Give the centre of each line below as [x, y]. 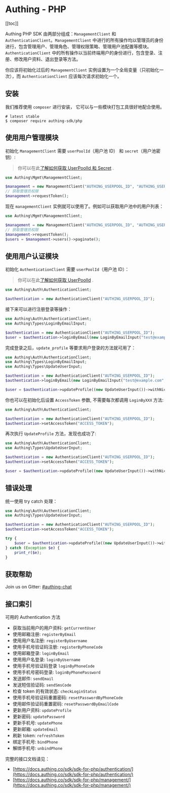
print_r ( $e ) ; [28, 552]
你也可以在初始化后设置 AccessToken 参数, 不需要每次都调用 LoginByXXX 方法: [84, 400]
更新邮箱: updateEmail [35, 729]
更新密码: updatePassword [39, 717]
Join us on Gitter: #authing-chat [38, 587]
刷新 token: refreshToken [38, 736]
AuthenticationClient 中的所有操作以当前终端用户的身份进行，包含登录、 [82, 53]
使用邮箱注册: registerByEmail [44, 635]
